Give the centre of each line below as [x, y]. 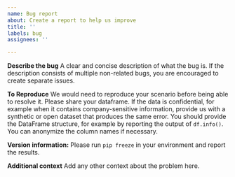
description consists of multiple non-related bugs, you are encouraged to [113, 73]
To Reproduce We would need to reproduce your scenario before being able [118, 94]
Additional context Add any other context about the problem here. [103, 166]
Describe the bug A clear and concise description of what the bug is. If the [116, 66]
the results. [23, 153]
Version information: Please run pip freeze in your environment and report [116, 145]
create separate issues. [41, 80]
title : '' [22, 27]
